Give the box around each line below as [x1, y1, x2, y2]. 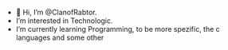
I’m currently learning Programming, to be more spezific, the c [15, 25, 221, 33]
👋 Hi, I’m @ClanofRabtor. [15, 8, 97, 17]
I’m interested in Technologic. [15, 16, 113, 25]
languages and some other [15, 33, 104, 42]
